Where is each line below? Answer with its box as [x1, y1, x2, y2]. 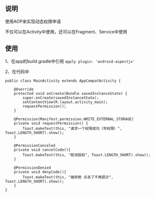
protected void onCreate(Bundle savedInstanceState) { [14, 91, 128, 96]
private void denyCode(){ [14, 169, 67, 174]
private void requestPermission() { [14, 121, 89, 125]
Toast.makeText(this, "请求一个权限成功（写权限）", [22, 126, 122, 131]
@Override [14, 87, 34, 91]
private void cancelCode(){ [14, 147, 71, 152]
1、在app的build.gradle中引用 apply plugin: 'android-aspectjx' [5, 58, 135, 64]
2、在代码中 [5, 69, 29, 74]
